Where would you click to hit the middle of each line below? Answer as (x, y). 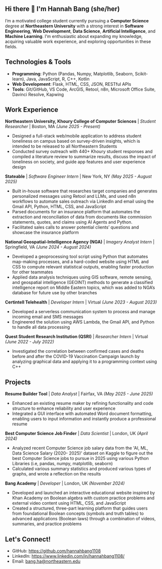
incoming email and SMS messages (48, 317)
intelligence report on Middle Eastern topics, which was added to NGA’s (83, 287)
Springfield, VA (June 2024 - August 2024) (48, 247)
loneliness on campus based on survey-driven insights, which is (76, 141)
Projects (18, 382)
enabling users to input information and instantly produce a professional (84, 419)
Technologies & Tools (38, 62)
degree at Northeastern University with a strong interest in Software (74, 26)
